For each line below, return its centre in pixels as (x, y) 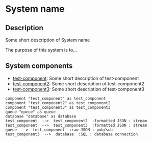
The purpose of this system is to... (41, 50)
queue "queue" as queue (31, 112)
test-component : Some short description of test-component (76, 78)
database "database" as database (41, 116)
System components (39, 66)
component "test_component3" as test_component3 (58, 107)
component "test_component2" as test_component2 (58, 103)
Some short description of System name (48, 40)
